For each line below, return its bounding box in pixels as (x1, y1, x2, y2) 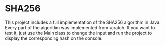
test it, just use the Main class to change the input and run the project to (5, 30, 152, 36)
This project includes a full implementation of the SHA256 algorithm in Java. (5, 19, 161, 25)
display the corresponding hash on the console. (5, 35, 103, 41)
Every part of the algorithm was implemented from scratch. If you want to (5, 24, 155, 30)
